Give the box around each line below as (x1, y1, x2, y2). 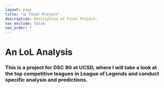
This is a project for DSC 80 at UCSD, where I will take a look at (5, 64, 157, 71)
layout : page (5, 7, 32, 12)
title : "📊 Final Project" (5, 12, 60, 17)
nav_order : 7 (5, 26, 32, 30)
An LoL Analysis (5, 47, 73, 58)
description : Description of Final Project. (5, 16, 98, 21)
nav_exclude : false (5, 21, 45, 26)
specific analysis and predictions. (5, 77, 88, 84)
